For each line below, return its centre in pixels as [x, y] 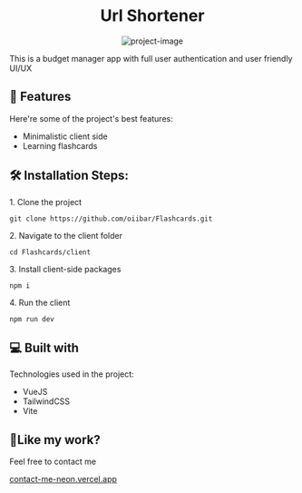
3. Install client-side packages [65, 269]
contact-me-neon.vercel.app [63, 479]
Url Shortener [152, 16]
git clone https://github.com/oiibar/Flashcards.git [111, 219]
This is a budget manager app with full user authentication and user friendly [151, 58]
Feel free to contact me [53, 462]
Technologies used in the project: [72, 374]
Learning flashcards [60, 145]
